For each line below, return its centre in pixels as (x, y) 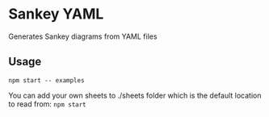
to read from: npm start (47, 104)
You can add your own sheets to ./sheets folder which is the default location (135, 95)
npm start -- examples (46, 80)
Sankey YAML (56, 14)
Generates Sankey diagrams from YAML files (83, 36)
